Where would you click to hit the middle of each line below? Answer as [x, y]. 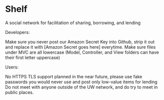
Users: [12, 67]
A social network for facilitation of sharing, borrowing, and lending [73, 23]
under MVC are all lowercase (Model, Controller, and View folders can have [82, 52]
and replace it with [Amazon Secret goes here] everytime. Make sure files [81, 47]
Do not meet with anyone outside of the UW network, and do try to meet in [82, 87]
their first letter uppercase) [33, 57]
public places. [19, 92]
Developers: [17, 32]
